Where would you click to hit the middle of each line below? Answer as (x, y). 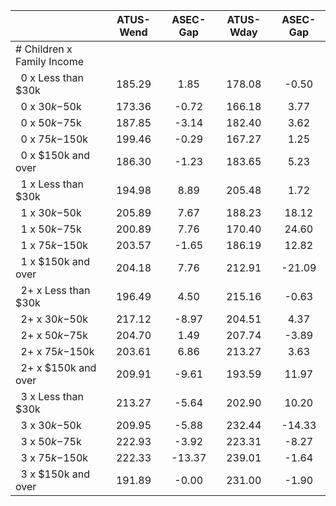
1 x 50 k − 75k (51, 229)
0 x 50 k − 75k (51, 122)
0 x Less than (52, 77)
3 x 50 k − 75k (51, 441)
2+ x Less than (55, 290)
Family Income (49, 61)
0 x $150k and (55, 155)
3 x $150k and (55, 474)
